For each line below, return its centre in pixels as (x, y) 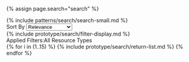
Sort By (16, 27)
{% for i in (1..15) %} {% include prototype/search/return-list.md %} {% (95, 47)
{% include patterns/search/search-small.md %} (67, 20)
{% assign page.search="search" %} (53, 9)
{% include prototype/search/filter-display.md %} (68, 34)
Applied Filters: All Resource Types (49, 40)
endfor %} (19, 53)
